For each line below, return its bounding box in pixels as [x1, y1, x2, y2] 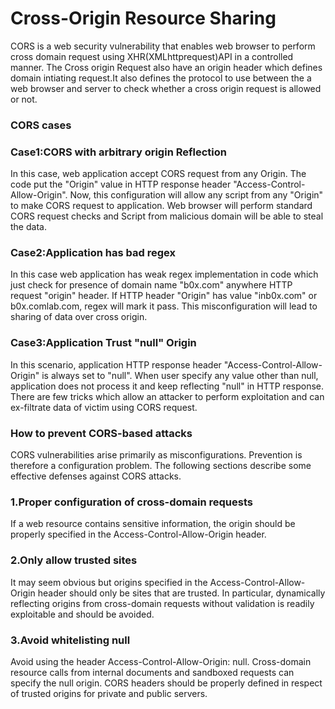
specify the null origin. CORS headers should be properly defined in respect [10, 677, 323, 689]
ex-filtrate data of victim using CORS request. [10, 401, 198, 413]
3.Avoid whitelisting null [10, 633, 131, 647]
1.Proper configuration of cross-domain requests [10, 495, 253, 509]
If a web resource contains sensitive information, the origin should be [10, 518, 296, 530]
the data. [10, 221, 47, 233]
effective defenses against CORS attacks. [10, 470, 182, 482]
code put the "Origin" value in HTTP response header [10, 178, 232, 191]
